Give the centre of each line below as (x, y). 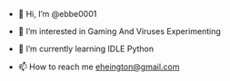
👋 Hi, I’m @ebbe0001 (57, 14)
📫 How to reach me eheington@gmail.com (99, 67)
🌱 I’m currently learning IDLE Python (86, 49)
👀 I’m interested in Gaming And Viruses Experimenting (119, 31)
